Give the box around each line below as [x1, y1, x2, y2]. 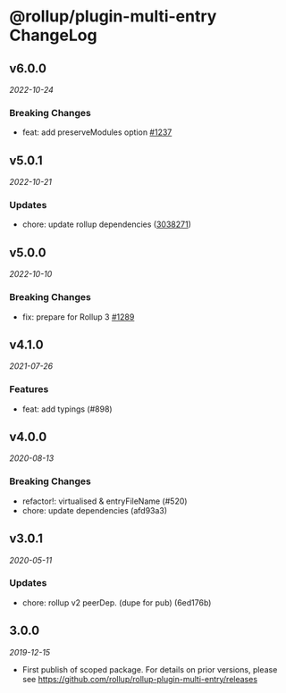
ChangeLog [9, 25, 97, 46]
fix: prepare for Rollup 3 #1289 [21, 311, 135, 322]
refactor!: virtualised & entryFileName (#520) [21, 496, 188, 506]
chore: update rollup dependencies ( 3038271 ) [21, 219, 192, 230]
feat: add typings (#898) [21, 404, 114, 414]
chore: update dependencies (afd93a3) [21, 505, 168, 515]
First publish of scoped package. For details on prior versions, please [21, 664, 278, 675]
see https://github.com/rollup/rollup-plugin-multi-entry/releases [21, 673, 257, 684]
